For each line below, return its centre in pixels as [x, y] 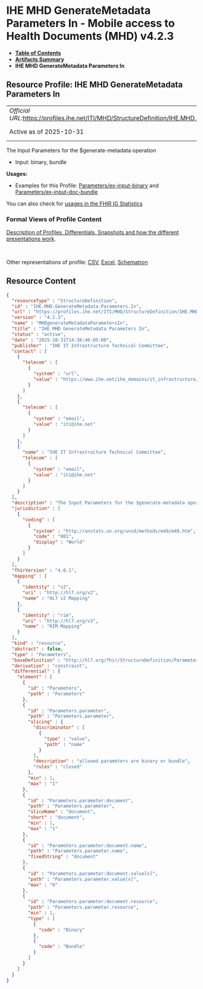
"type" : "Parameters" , [41, 654]
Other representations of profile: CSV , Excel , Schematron [77, 262]
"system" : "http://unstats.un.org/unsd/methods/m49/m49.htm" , [114, 531]
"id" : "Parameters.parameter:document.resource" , [93, 902]
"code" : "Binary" [62, 930]
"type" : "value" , [67, 739]
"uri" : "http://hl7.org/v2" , [60, 593]
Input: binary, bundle [41, 162]
